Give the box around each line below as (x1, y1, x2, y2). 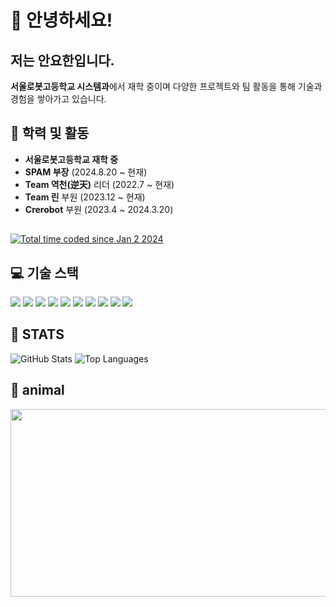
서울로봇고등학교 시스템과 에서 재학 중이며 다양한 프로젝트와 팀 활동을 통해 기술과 (10, 81, 323, 92)
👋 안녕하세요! (10, 9, 113, 32)
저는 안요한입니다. (10, 52, 115, 69)
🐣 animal (10, 382, 65, 399)
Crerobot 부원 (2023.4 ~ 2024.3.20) (24, 203, 174, 215)
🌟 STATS (10, 326, 65, 343)
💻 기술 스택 (10, 264, 79, 281)
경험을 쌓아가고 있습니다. (10, 93, 107, 105)
